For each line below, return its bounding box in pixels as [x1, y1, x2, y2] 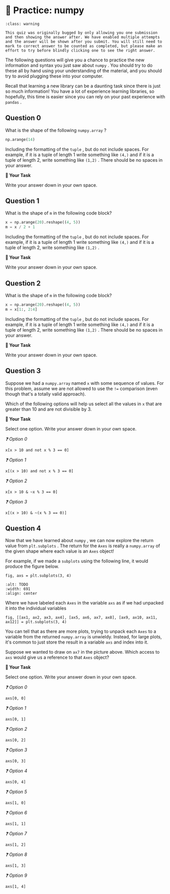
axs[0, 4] [5, 779, 26, 785]
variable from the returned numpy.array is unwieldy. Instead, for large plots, [5, 634, 162, 640]
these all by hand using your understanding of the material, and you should [5, 67, 162, 74]
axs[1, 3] [5, 863, 26, 869]
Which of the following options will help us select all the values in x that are [5, 401, 162, 407]
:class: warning [5, 21, 40, 26]
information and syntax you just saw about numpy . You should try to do [5, 62, 153, 68]
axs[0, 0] [5, 696, 26, 701]
